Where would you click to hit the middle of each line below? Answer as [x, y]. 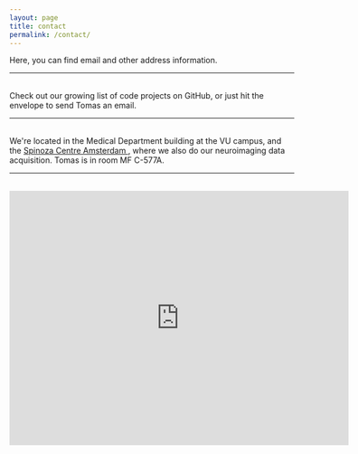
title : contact [38, 26]
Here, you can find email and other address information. [113, 61]
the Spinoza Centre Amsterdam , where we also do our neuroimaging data [147, 151]
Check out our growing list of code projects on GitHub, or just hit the [137, 96]
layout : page [34, 18]
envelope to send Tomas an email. [73, 106]
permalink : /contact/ [50, 34]
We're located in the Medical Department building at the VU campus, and [146, 141]
